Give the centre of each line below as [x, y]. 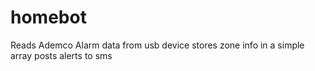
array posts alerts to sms [61, 55]
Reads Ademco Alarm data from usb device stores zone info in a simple [157, 45]
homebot [48, 17]
